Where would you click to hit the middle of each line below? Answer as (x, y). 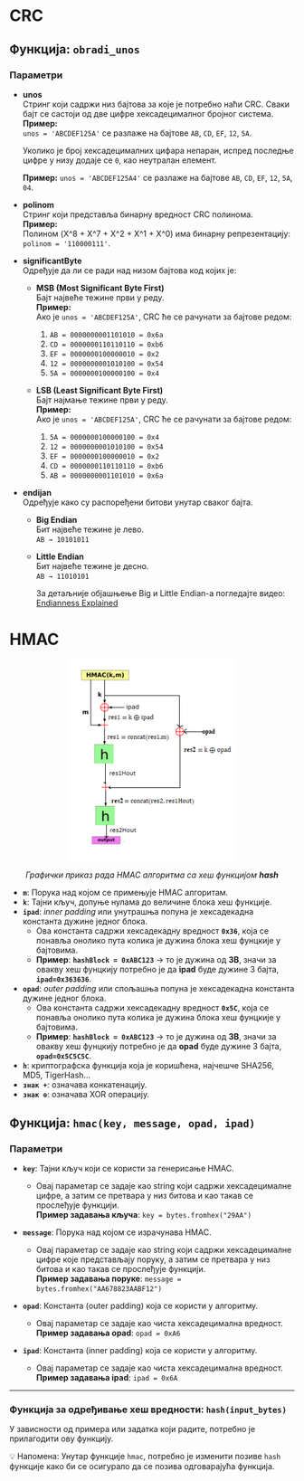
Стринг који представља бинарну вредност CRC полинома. (138, 214)
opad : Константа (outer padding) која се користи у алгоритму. (140, 1306)
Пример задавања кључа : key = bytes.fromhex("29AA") (143, 1215)
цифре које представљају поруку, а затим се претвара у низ (153, 1259)
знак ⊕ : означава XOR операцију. (86, 1095)
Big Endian (57, 519)
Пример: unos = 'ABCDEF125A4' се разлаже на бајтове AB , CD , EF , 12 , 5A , (157, 177)
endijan (37, 492)
